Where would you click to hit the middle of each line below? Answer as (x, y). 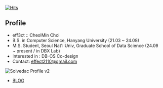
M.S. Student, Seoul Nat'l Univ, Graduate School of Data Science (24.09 (85, 45)
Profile (16, 23)
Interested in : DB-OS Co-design (45, 56)
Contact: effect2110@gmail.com (45, 61)
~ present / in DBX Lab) (36, 51)
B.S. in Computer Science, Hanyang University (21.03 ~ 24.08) (76, 40)
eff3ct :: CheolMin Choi (36, 35)
